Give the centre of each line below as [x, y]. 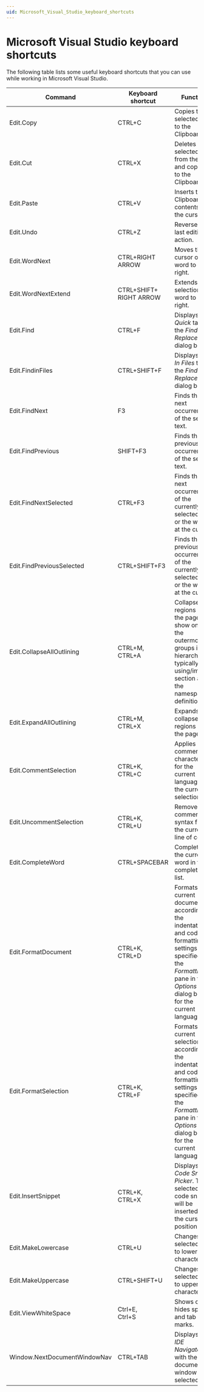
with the [185, 1357]
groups [184, 648]
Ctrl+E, [127, 1309]
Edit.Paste [24, 203]
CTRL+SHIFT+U [140, 1280]
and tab [185, 1317]
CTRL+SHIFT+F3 [141, 566]
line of [183, 837]
